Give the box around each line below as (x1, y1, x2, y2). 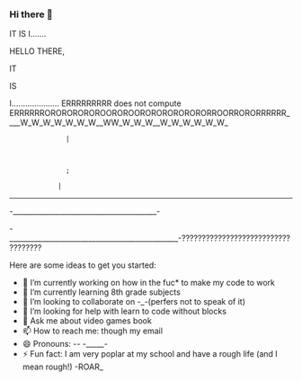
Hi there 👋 (9, 8, 54, 21)
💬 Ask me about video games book (22, 315, 153, 326)
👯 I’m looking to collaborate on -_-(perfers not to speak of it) (22, 297, 245, 307)
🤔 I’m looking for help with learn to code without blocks (22, 306, 227, 317)
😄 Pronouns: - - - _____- (22, 339, 108, 350)
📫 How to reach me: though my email (22, 325, 164, 336)
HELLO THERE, (9, 46, 66, 57)
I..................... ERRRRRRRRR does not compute (9, 98, 182, 109)
